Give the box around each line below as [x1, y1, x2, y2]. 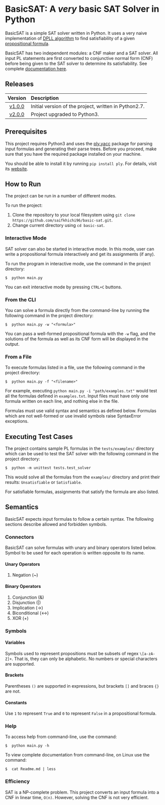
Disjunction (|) [12, 599, 41, 605]
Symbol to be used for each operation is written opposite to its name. [5, 550, 145, 556]
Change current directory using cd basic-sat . [12, 222, 105, 228]
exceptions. [5, 418, 28, 424]
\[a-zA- [139, 651, 156, 656]
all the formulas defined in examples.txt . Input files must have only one [5, 393, 149, 399]
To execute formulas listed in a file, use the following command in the [5, 364, 145, 370]
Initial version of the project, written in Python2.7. [31, 103, 145, 110]
